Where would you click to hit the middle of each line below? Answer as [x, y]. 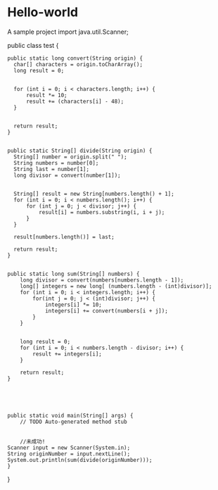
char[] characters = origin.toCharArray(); [78, 64]
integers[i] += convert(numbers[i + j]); [107, 310]
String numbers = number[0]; [56, 163]
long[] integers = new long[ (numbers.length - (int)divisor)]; [116, 286]
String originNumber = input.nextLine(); [69, 454]
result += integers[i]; [67, 354]
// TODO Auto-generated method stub [74, 422]
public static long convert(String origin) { [75, 58]
